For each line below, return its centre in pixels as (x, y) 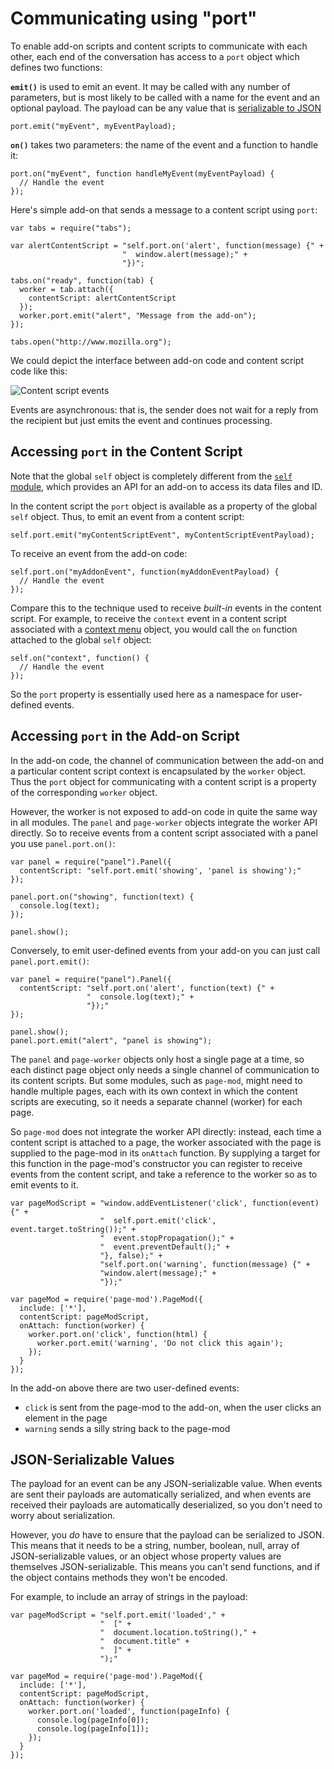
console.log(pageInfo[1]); (93, 1729)
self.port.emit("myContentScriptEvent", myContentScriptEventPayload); (162, 535)
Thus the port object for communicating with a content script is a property (163, 781)
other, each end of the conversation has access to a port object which (155, 56)
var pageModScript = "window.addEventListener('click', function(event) (165, 1203)
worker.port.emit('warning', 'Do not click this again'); (160, 1343)
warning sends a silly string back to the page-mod (127, 1428)
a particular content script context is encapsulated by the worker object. (158, 771)
